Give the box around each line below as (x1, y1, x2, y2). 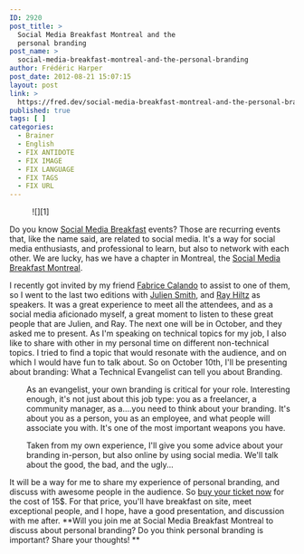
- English (17, 139, 54, 148)
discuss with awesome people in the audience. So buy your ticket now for (9, 486, 285, 498)
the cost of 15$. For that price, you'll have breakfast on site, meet (9, 496, 252, 507)
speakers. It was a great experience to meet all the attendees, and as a (9, 300, 273, 310)
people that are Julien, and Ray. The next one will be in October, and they (9, 319, 282, 330)
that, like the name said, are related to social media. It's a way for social (9, 234, 276, 244)
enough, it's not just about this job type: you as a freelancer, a (26, 394, 257, 405)
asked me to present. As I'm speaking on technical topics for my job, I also (9, 328, 287, 339)
